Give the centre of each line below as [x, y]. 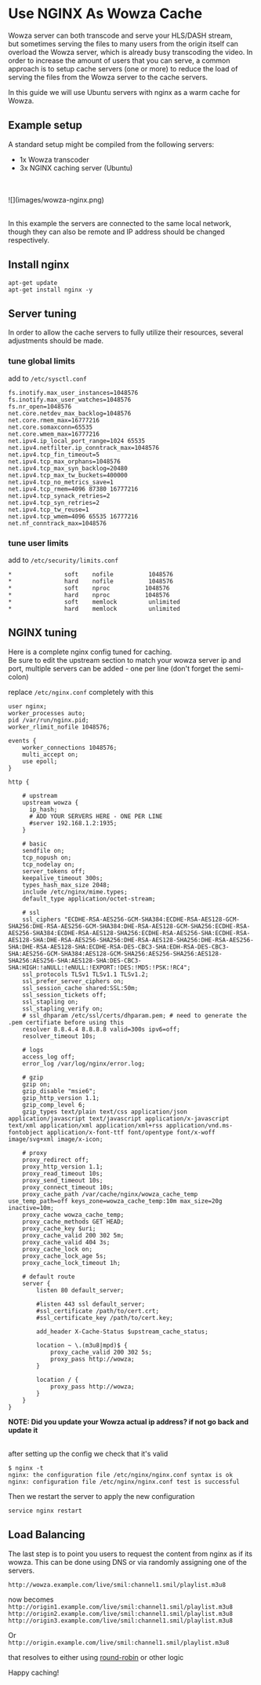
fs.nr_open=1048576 [40, 406]
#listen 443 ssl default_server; [91, 1304]
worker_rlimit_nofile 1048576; [59, 727]
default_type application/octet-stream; [89, 899]
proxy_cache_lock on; [57, 1249]
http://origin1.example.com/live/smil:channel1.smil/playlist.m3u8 [121, 1606]
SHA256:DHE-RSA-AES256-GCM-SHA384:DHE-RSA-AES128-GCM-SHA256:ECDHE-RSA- [129, 926]
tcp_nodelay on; [49, 864]
